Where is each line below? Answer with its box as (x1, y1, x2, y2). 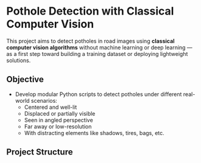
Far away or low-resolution (24, 123, 92, 130)
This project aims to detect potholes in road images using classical (6, 37, 175, 44)
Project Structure (6, 147, 73, 158)
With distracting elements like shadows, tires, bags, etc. (24, 129, 164, 136)
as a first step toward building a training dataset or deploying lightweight (6, 50, 188, 57)
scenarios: (30, 97, 58, 104)
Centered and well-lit (24, 103, 77, 111)
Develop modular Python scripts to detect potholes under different (15, 90, 182, 98)
